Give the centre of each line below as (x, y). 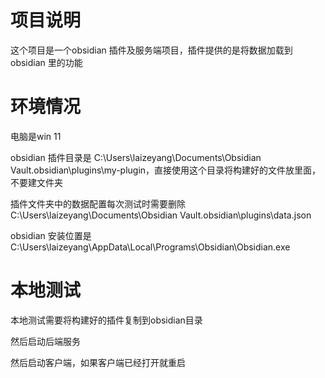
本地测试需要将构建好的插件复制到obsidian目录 (106, 320)
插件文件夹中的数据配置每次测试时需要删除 (98, 203)
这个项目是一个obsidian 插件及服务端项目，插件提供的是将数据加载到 (151, 50)
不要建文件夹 (36, 182)
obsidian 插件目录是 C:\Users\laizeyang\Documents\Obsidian (136, 157)
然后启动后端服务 (45, 341)
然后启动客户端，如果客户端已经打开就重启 (98, 362)
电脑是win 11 (36, 136)
